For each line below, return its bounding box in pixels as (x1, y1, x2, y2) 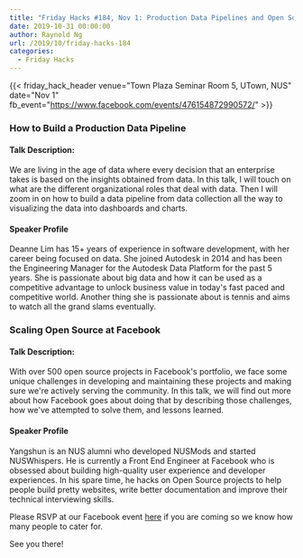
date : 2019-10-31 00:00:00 (9, 22, 111, 31)
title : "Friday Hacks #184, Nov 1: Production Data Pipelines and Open (9, 13, 284, 23)
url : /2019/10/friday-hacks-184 (9, 38, 131, 48)
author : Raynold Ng (9, 30, 83, 39)
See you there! (9, 538, 64, 549)
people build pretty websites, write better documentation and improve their (9, 484, 289, 495)
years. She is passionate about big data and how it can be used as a (9, 272, 262, 283)
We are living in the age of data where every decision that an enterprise (9, 165, 275, 175)
